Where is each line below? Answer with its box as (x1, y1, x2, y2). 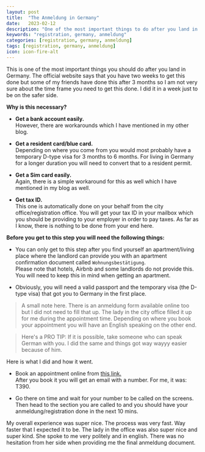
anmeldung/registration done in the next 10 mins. (15, 407, 138, 415)
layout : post (6, 9, 40, 15)
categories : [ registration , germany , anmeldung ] (6, 37, 132, 43)
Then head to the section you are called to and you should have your (15, 401, 188, 408)
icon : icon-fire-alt (6, 49, 59, 55)
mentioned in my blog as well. (15, 184, 90, 191)
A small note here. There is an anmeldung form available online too (21, 302, 190, 309)
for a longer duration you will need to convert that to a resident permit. (15, 159, 192, 167)
